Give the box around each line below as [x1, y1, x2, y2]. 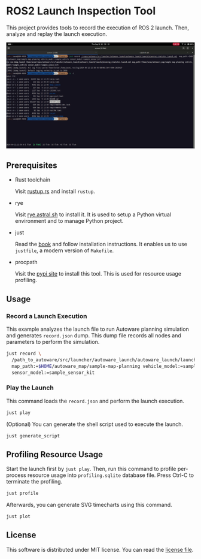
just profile [6, 490, 39, 497]
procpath [14, 259, 38, 266]
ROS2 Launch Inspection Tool [6, 4, 156, 18]
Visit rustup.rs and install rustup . [14, 188, 96, 195]
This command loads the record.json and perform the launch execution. [6, 397, 184, 404]
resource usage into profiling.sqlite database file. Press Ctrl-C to [27, 472, 194, 479]
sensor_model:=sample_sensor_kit [11, 370, 95, 376]
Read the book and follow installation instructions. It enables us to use [14, 241, 187, 248]
